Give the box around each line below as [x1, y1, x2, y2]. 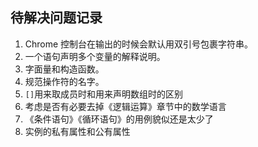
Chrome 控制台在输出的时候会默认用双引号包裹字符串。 [24, 38, 254, 50]
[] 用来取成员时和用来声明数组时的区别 [24, 88, 184, 100]
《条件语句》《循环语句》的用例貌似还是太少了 [24, 113, 214, 125]
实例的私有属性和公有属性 [24, 125, 131, 137]
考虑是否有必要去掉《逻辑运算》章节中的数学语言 [24, 100, 227, 112]
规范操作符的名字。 [24, 75, 105, 87]
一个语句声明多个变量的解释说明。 [24, 50, 166, 62]
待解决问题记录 [10, 9, 103, 27]
